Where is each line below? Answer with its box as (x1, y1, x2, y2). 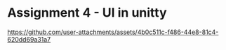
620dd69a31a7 (7, 35, 51, 43)
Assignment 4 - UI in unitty (7, 5, 167, 21)
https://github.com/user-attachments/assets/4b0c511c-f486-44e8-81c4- (7, 28, 219, 36)
